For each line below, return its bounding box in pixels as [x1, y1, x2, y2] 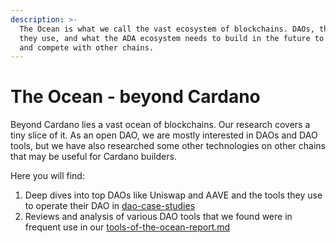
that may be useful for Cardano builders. [10, 151, 177, 163]
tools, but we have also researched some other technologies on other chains [10, 140, 326, 152]
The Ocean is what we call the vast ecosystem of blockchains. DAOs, [19, 24, 315, 34]
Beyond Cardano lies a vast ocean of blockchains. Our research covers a [10, 119, 311, 131]
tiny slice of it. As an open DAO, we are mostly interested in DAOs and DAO [10, 129, 318, 141]
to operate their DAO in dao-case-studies [24, 200, 196, 212]
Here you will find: [10, 170, 85, 182]
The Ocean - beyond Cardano [10, 86, 261, 108]
